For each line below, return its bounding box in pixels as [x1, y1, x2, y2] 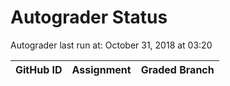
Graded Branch [140, 62, 215, 76]
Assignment [71, 62, 132, 76]
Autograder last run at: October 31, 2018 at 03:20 [10, 39, 213, 51]
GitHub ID [15, 62, 63, 76]
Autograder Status [10, 6, 168, 29]
